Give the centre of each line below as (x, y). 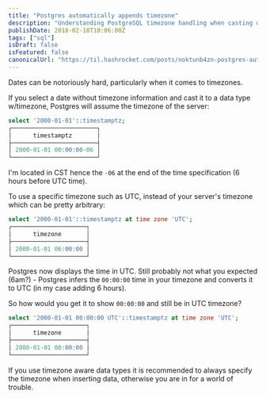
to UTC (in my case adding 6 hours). (67, 288)
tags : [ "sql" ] (32, 38)
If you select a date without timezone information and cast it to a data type (129, 98)
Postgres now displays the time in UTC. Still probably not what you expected (133, 271)
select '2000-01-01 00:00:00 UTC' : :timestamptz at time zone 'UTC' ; (123, 318)
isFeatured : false (38, 52)
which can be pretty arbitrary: (57, 205)
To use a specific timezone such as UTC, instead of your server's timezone (131, 197)
